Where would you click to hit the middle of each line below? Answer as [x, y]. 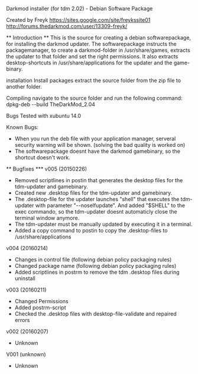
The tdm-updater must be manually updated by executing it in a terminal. [103, 224]
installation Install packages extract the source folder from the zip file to [94, 80]
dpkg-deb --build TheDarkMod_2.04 [51, 104]
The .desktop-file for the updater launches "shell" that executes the [97, 199]
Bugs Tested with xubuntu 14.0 [44, 116]
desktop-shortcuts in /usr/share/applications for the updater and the [89, 63]
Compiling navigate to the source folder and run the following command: [94, 98]
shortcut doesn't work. [42, 158]
